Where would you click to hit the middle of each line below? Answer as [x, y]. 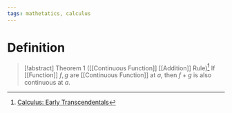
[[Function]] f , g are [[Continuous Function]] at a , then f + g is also [118, 75]
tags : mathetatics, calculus [49, 13]
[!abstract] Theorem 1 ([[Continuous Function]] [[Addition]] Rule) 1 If [119, 68]
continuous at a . [47, 83]
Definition [36, 47]
